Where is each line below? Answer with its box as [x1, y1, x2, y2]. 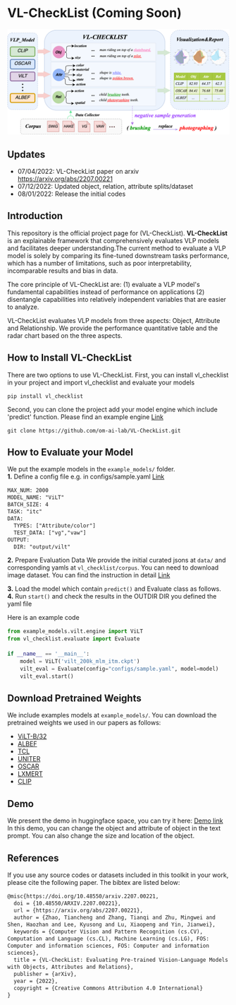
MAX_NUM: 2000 [7, 487, 49, 494]
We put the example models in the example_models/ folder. [7, 465, 175, 474]
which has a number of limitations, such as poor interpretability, [7, 259, 192, 267]
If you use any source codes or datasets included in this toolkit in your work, [7, 871, 229, 879]
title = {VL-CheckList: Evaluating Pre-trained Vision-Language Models [13, 956, 229, 963]
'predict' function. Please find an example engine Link [7, 412, 164, 421]
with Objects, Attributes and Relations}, [7, 963, 134, 970]
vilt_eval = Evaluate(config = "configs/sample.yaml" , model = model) [20, 665, 219, 672]
